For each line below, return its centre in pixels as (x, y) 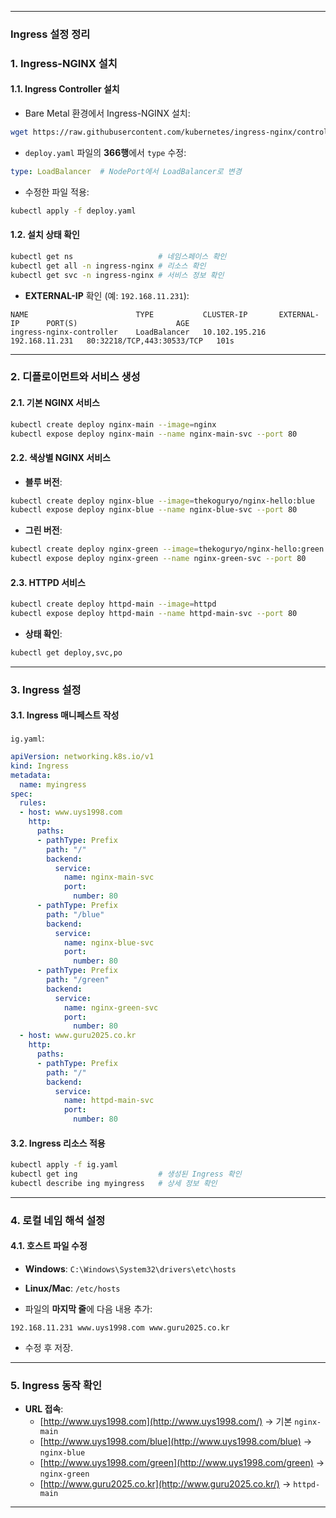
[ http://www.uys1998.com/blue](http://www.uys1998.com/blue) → (176, 1442)
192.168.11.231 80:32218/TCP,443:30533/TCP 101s (122, 341)
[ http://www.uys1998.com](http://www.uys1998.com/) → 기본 (166, 1422)
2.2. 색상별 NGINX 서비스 (60, 457)
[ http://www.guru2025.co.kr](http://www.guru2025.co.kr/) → (165, 1484)
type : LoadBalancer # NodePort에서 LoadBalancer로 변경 (126, 171)
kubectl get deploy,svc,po (66, 653)
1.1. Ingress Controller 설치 (65, 89)
